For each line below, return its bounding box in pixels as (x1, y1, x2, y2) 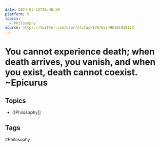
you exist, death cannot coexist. (5, 67, 138, 78)
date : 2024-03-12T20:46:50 (5, 7, 60, 12)
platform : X (5, 12, 29, 17)
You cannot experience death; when (5, 46, 155, 57)
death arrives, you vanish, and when (5, 56, 156, 68)
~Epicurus (5, 77, 48, 88)
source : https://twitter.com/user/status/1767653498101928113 (5, 25, 134, 30)
